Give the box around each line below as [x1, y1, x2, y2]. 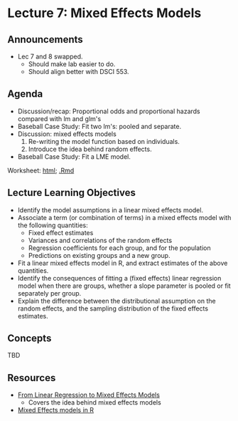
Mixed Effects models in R [17, 406, 94, 415]
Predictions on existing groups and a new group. [28, 251, 171, 259]
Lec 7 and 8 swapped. [17, 52, 83, 61]
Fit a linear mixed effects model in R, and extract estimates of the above [17, 259, 228, 267]
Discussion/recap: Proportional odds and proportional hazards [17, 107, 200, 115]
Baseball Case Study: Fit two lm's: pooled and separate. [17, 122, 182, 130]
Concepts [7, 333, 52, 345]
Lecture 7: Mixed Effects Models [7, 5, 202, 21]
